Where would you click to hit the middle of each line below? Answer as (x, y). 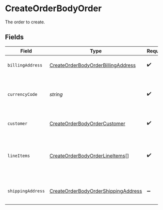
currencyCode (23, 94)
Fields (15, 37)
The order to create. (25, 22)
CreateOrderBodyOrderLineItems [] (89, 156)
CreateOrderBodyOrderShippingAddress (96, 191)
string (56, 94)
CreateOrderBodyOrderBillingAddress (92, 65)
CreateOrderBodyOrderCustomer (87, 123)
